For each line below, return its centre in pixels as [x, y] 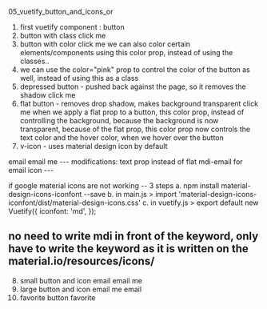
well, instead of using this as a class [79, 78]
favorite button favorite [58, 297]
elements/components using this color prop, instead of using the [126, 52]
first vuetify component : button [72, 27]
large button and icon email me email [81, 289]
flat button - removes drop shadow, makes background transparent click [139, 104]
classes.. [34, 61]
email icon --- [31, 170]
